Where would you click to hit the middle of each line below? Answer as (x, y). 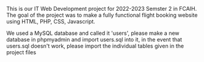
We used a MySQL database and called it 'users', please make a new (93, 33)
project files (21, 52)
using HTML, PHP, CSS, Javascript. (51, 21)
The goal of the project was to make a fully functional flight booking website (102, 15)
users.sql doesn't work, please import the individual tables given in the (95, 46)
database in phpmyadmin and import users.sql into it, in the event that (94, 39)
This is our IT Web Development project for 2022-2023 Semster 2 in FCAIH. (102, 9)
